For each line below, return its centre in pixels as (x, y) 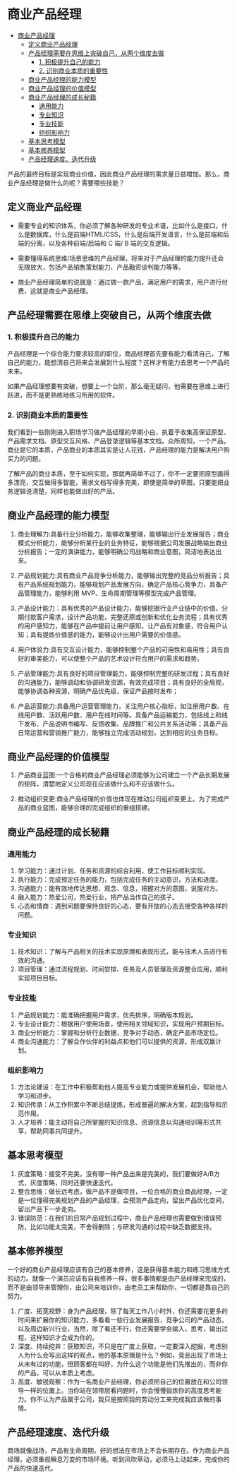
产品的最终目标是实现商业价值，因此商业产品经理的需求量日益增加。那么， (115, 174)
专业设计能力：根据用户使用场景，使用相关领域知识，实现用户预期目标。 (122, 1024)
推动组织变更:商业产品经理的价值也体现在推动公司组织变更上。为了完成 (120, 799)
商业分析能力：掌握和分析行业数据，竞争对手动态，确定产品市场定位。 (120, 1032)
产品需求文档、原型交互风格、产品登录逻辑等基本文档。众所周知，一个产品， (119, 441)
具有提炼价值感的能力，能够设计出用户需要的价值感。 (107, 634)
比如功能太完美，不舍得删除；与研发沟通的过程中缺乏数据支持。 (123, 1226)
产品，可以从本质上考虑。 (61, 1372)
